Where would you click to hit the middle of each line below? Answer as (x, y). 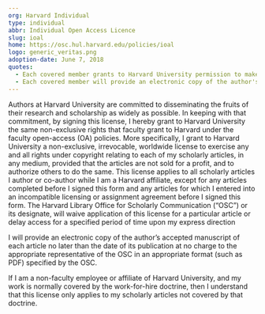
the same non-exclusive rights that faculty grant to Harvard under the (121, 129)
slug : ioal (26, 38)
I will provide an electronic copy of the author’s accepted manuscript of (124, 237)
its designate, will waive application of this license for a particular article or (129, 214)
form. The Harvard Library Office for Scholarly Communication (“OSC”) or (128, 205)
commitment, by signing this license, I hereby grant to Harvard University (127, 121)
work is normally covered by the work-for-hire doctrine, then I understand (128, 286)
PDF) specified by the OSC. (53, 263)
